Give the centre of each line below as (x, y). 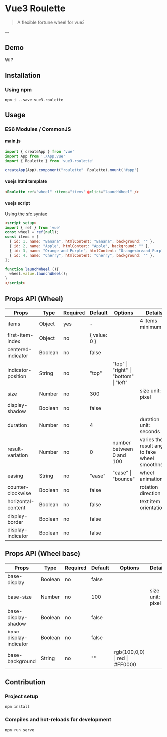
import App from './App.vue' (35, 156)
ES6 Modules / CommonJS (38, 129)
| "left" (120, 382)
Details (154, 313)
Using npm (19, 90)
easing (16, 476)
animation (151, 479)
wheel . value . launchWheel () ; (39, 274)
